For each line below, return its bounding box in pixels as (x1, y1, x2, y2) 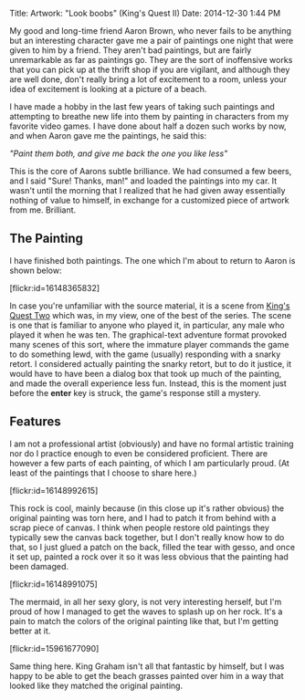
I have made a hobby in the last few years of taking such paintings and (9, 101, 276, 112)
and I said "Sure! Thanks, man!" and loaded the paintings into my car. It (9, 175, 278, 186)
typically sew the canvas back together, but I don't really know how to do (9, 531, 285, 542)
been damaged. (9, 560, 69, 571)
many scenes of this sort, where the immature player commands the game (9, 339, 289, 350)
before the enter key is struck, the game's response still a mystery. (9, 387, 262, 398)
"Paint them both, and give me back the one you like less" (9, 148, 228, 159)
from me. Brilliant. (9, 204, 77, 215)
